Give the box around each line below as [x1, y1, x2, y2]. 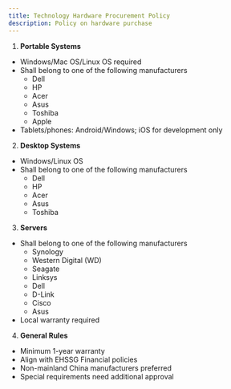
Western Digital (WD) [31, 255, 102, 265]
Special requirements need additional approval [19, 371, 174, 381]
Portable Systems [19, 41, 82, 51]
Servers [19, 222, 48, 233]
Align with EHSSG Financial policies [19, 355, 138, 364]
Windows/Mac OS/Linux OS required [19, 57, 142, 67]
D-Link [31, 290, 55, 299]
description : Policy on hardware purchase [8, 19, 152, 27]
